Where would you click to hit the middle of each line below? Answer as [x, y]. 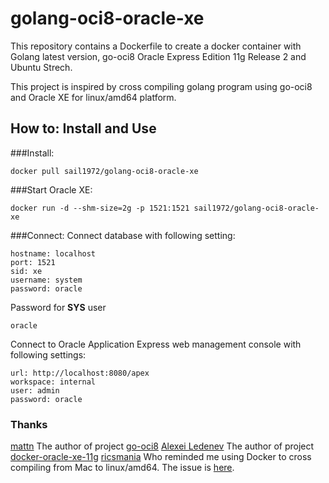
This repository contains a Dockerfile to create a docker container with [156, 46]
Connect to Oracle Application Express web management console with [156, 344]
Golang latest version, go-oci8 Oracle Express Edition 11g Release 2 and [158, 56]
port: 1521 [33, 262]
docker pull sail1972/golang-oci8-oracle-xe [104, 171]
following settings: [48, 354]
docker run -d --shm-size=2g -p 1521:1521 [100, 208]
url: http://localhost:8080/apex [80, 373]
